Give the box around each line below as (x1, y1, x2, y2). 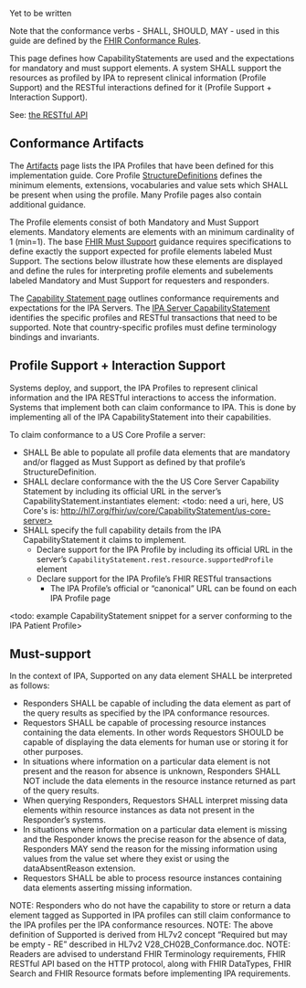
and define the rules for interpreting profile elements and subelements (9, 265, 274, 276)
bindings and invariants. (9, 331, 100, 342)
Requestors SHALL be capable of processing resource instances (22, 717, 267, 728)
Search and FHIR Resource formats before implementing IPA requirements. (9, 968, 290, 979)
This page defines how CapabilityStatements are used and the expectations (9, 53, 295, 63)
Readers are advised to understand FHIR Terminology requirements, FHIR (9, 949, 286, 960)
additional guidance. (9, 198, 87, 209)
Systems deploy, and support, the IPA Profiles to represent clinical (9, 382, 259, 393)
